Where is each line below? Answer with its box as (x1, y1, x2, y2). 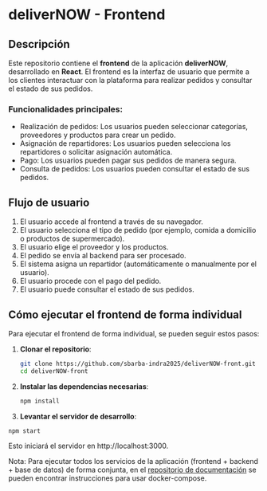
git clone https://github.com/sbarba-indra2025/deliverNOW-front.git (19, 359, 257, 367)
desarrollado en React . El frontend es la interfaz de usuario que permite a (8, 67, 249, 77)
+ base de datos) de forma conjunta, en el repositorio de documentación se (8, 465, 257, 475)
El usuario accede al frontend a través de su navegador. (19, 217, 203, 226)
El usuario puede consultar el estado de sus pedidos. (19, 285, 195, 294)
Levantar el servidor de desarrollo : (19, 411, 137, 421)
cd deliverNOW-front (19, 367, 88, 375)
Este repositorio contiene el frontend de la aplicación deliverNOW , (8, 58, 229, 68)
